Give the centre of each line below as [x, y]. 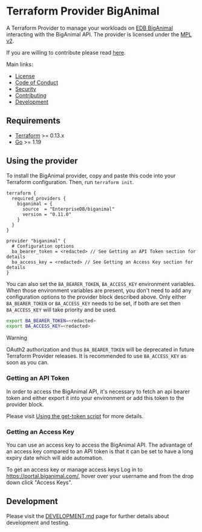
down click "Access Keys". [39, 482]
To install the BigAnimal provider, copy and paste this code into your [91, 175]
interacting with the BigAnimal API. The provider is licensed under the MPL [99, 34]
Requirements [33, 121]
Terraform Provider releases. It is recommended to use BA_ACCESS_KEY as [96, 356]
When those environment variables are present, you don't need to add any [99, 290]
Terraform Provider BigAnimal [83, 11]
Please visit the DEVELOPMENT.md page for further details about [88, 516]
